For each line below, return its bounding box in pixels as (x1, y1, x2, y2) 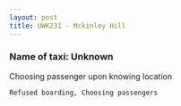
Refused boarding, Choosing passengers (9, 88, 159, 97)
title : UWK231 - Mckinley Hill (9, 21, 126, 30)
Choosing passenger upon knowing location (9, 70, 173, 81)
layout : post (9, 12, 58, 22)
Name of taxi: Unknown (9, 51, 114, 63)
